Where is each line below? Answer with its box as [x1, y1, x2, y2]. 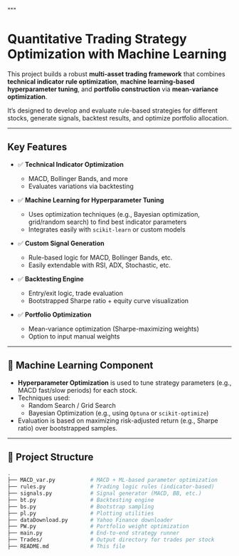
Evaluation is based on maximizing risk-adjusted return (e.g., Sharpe [17, 416, 218, 425]
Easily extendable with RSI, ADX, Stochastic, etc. [28, 260, 171, 269]
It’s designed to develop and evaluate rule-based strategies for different [7, 106, 218, 115]
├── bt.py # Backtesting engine [7, 496, 154, 503]
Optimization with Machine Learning [7, 46, 227, 63]
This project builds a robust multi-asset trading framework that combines [7, 69, 225, 78]
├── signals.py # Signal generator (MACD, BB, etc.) [7, 490, 202, 497]
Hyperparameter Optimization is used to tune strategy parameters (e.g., [17, 378, 232, 387]
